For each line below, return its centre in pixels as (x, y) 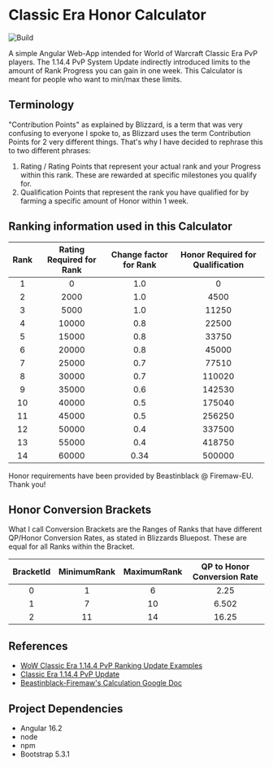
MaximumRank (153, 572)
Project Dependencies (66, 709)
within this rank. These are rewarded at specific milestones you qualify (139, 175)
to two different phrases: (50, 150)
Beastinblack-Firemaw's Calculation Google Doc (101, 683)
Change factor (140, 254)
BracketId (32, 572)
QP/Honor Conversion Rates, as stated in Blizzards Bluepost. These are (128, 538)
